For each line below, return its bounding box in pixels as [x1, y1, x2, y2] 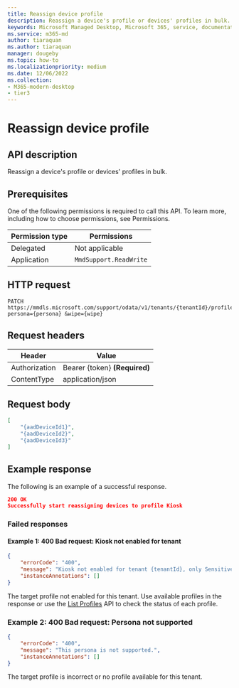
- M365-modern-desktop [7, 83, 75, 90]
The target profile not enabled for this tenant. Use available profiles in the [7, 591, 222, 601]
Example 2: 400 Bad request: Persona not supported [7, 617, 193, 627]
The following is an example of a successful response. [7, 482, 167, 490]
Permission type [11, 231, 68, 241]
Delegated [11, 243, 46, 253]
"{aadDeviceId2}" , [20, 431, 75, 438]
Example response [7, 463, 92, 475]
